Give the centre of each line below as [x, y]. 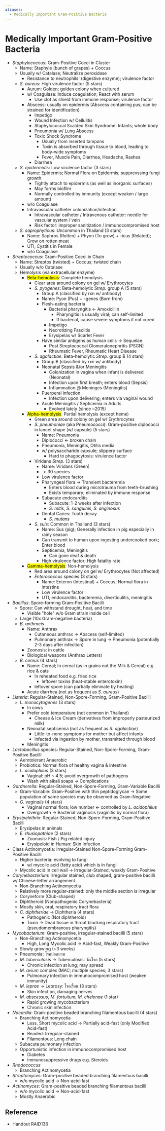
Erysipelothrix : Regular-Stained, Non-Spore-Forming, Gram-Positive [81, 818]
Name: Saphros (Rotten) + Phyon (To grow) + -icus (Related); [89, 236]
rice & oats [38, 671]
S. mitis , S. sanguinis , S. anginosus [84, 508]
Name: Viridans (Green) [66, 466]
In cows [35, 708]
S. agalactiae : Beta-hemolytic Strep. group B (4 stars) [89, 356]
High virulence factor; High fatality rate [81, 561]
